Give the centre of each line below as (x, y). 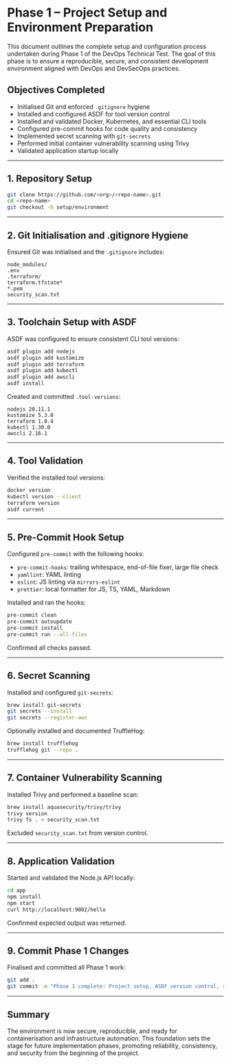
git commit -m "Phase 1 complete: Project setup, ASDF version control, (113, 987)
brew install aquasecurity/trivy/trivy (64, 807)
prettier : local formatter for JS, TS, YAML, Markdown (93, 589)
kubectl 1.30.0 (29, 428)
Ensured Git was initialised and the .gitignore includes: (86, 252)
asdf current (26, 509)
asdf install (26, 384)
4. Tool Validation (45, 461)
